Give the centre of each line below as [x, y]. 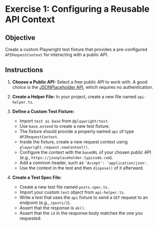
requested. [30, 218]
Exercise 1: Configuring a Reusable [77, 9]
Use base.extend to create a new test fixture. [65, 126]
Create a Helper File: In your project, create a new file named [74, 96]
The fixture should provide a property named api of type [77, 131]
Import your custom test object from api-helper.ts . [72, 192]
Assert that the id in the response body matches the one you [81, 213]
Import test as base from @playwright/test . [64, 121]
